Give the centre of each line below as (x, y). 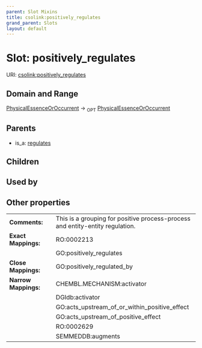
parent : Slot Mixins (32, 12)
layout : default (26, 28)
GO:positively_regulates (89, 253)
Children (23, 162)
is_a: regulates (33, 143)
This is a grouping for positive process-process (123, 218)
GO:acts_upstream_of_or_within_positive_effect (122, 307)
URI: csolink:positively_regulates (46, 75)
